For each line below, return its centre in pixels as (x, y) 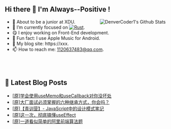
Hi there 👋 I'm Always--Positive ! (58, 9)
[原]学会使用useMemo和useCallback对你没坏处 (62, 96)
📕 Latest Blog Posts (36, 83)
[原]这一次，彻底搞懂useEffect (44, 115)
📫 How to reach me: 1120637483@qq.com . (58, 49)
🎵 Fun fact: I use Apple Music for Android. (56, 38)
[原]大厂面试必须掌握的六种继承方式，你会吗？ (61, 102)
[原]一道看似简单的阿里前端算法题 (47, 121)
